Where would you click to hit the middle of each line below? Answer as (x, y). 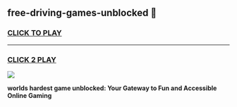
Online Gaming (30, 95)
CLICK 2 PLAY (32, 59)
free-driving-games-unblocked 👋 (82, 13)
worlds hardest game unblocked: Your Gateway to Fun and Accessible (112, 88)
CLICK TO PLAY (35, 33)
